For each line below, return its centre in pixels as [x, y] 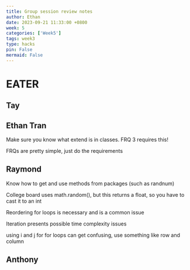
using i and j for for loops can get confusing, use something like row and [93, 235]
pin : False [19, 50]
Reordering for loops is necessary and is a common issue [75, 212]
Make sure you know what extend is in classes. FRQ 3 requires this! [87, 140]
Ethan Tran [26, 126]
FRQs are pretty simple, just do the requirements [65, 151]
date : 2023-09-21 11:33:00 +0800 [47, 22]
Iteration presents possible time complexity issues [66, 224]
